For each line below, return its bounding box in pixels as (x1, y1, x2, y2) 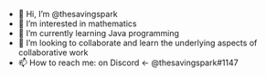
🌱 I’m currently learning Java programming (17, 28, 180, 38)
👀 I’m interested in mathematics (17, 18, 137, 29)
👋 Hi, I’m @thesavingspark (17, 9, 118, 19)
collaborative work (17, 47, 89, 58)
